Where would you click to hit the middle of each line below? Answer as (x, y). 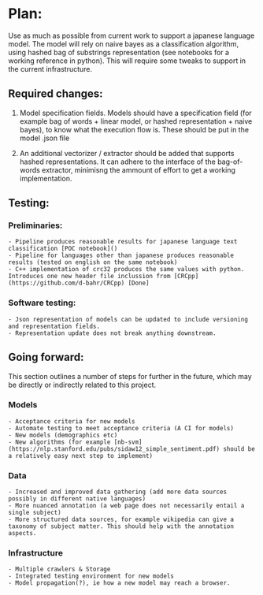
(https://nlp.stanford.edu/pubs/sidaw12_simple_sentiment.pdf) (114, 449)
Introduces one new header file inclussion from (89, 277)
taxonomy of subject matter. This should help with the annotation (121, 526)
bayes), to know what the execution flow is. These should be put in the (134, 129)
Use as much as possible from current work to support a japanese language (131, 35)
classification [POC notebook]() (63, 249)
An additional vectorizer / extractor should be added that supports (127, 153)
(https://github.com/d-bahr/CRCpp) (67, 283)
